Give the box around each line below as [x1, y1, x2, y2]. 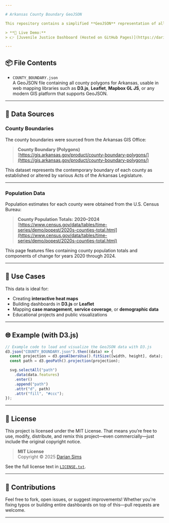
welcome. [5, 507, 26, 513]
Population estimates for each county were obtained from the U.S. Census [5, 201, 159, 207]
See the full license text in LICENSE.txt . [5, 463, 87, 470]
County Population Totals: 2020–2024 [17, 216, 100, 222]
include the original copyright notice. [5, 439, 81, 445]
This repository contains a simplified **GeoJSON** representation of [5, 21, 156, 26]
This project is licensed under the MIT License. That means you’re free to [5, 428, 157, 434]
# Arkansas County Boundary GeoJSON [5, 12, 82, 17]
